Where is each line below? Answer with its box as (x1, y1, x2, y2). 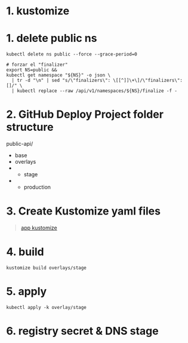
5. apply (6, 285, 47, 298)
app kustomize (20, 224, 58, 231)
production (23, 183, 51, 191)
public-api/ (6, 140, 33, 148)
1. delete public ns (6, 32, 97, 45)
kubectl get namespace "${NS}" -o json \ (6, 72, 111, 78)
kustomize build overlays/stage (6, 265, 87, 271)
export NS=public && (6, 67, 58, 73)
